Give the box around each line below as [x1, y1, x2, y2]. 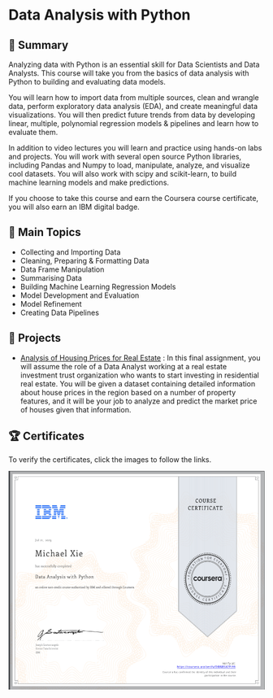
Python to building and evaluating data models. [8, 77, 167, 86]
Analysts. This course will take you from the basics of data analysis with [8, 68, 249, 78]
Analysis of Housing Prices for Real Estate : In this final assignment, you [19, 352, 261, 363]
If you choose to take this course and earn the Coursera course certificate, [8, 194, 258, 203]
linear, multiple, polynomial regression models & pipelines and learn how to [8, 119, 259, 128]
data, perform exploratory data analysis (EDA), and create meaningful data [8, 102, 258, 111]
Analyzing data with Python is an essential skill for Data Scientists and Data [8, 59, 260, 69]
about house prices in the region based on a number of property [19, 387, 236, 397]
